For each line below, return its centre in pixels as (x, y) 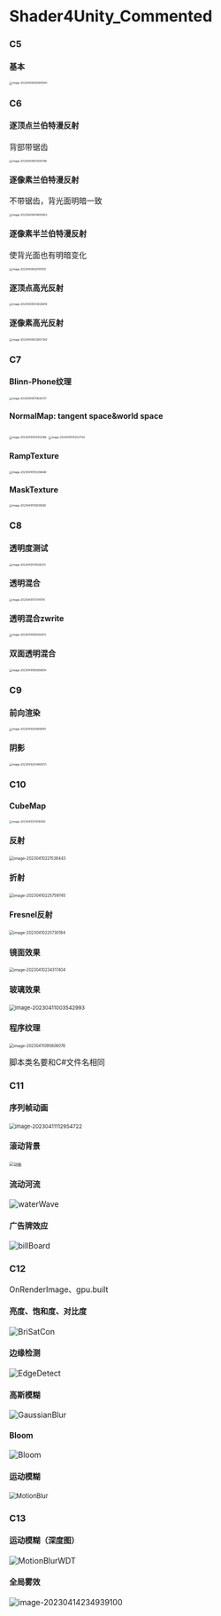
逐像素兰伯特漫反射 (44, 179)
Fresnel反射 (31, 915)
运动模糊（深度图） (44, 1541)
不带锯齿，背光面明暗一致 (56, 201)
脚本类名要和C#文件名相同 (57, 1061)
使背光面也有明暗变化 (48, 255)
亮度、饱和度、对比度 (48, 1312)
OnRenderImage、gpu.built (59, 1289)
